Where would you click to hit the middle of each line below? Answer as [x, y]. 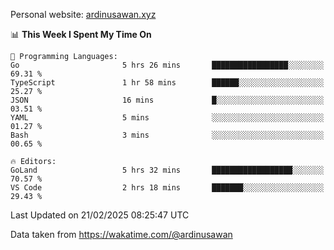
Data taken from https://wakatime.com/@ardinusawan [121, 234]
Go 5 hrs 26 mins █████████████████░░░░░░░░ [167, 65]
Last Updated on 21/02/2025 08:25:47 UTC [100, 215]
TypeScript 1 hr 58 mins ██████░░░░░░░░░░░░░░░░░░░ [167, 83]
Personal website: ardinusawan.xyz [83, 14]
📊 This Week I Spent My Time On [81, 34]
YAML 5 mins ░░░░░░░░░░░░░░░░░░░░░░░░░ [167, 118]
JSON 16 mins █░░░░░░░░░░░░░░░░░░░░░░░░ [167, 100]
